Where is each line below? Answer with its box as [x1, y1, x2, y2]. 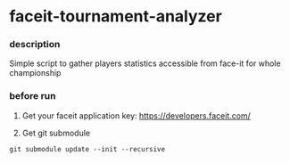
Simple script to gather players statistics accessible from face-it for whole [9, 58, 281, 69]
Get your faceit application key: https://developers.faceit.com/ [21, 110, 252, 121]
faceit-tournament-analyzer [9, 6, 223, 27]
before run [9, 90, 56, 102]
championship [9, 68, 62, 78]
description [9, 38, 61, 51]
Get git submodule [21, 127, 91, 138]
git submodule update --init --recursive [9, 144, 166, 153]
